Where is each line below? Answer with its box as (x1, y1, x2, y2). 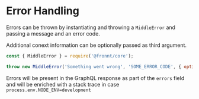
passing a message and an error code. (6, 30, 101, 37)
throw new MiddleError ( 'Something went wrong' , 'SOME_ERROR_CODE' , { (6, 63, 182, 69)
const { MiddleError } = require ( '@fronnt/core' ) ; (6, 53, 134, 59)
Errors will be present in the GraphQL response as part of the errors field (6, 74, 185, 81)
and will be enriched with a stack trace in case (6, 81, 120, 88)
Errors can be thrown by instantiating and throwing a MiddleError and (6, 24, 176, 31)
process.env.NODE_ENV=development (6, 87, 92, 93)
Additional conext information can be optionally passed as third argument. (6, 41, 187, 49)
